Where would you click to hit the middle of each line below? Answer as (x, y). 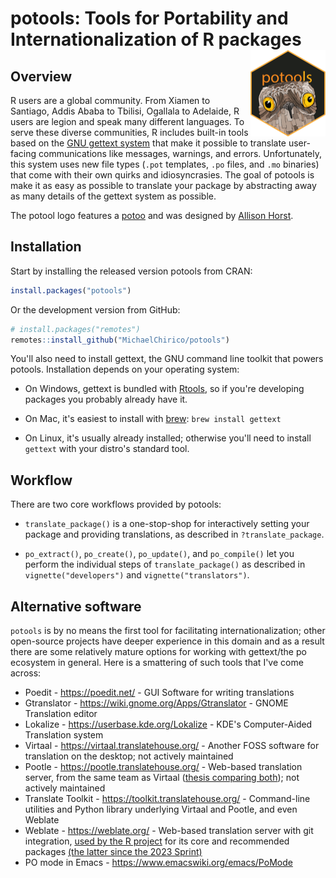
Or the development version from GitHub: (95, 309)
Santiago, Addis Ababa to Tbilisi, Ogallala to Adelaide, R (125, 111)
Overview (41, 76)
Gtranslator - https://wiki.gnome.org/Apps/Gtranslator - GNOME (156, 703)
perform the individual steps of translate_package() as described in (165, 564)
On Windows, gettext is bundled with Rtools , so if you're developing (164, 389)
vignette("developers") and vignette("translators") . (137, 575)
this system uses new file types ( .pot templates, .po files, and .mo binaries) (165, 164)
